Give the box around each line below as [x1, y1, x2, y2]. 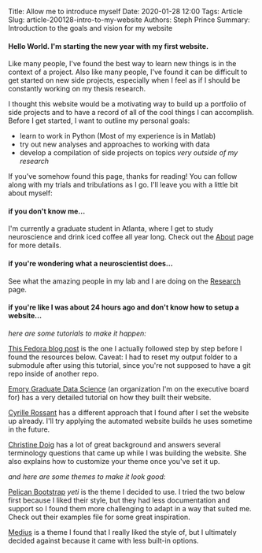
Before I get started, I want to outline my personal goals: [8, 116, 190, 125]
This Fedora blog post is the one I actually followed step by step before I [8, 343, 242, 353]
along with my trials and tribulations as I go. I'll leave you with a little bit [8, 180, 238, 190]
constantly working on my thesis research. [8, 84, 146, 94]
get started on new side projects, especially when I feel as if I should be [8, 76, 241, 85]
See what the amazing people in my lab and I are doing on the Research [8, 276, 242, 286]
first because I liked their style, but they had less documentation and [8, 495, 231, 505]
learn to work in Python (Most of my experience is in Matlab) [19, 132, 216, 141]
